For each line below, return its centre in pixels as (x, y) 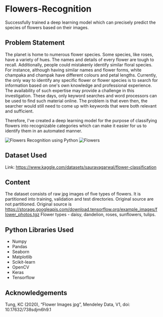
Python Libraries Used (40, 230)
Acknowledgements (36, 293)
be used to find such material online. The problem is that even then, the (76, 101)
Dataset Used (26, 155)
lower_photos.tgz (22, 215)
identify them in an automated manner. (44, 131)
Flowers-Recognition (48, 9)
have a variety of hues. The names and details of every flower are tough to (80, 60)
